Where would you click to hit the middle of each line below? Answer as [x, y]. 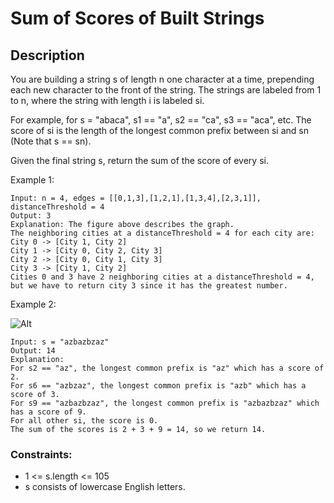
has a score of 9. [48, 412]
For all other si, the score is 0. [84, 421]
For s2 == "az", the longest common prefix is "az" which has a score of [167, 368]
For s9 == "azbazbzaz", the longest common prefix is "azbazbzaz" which [165, 403]
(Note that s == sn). [51, 141]
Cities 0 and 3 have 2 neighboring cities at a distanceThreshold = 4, [162, 277]
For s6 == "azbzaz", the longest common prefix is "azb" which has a [158, 386]
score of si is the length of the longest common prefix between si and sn [159, 130]
